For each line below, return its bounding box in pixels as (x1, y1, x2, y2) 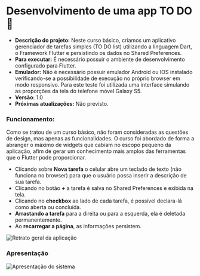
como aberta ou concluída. (14, 204, 82, 211)
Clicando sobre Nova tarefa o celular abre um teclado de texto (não (14, 165, 182, 173)
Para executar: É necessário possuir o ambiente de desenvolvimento (14, 56, 185, 63)
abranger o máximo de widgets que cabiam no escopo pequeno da (6, 142, 171, 149)
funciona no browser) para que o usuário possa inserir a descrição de (14, 172, 187, 179)
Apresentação (6, 249, 49, 257)
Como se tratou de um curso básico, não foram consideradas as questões (6, 128, 189, 136)
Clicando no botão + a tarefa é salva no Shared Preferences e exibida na (14, 185, 194, 192)
